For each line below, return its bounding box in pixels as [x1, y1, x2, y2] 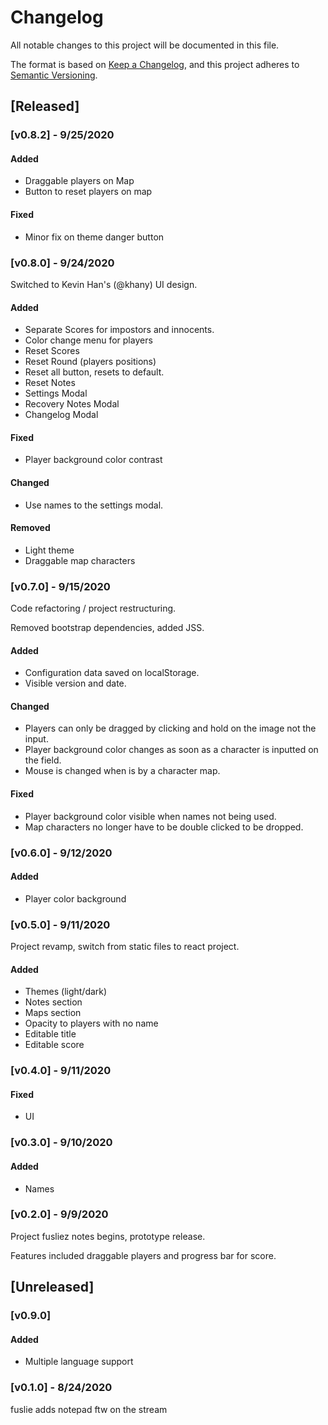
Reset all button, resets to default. [24, 366, 165, 378]
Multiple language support [24, 1356, 134, 1368]
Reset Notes [24, 377, 76, 389]
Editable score [24, 1039, 85, 1051]
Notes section [24, 996, 83, 1008]
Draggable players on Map [24, 175, 135, 187]
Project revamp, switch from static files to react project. [10, 941, 240, 953]
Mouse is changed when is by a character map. [24, 765, 221, 777]
